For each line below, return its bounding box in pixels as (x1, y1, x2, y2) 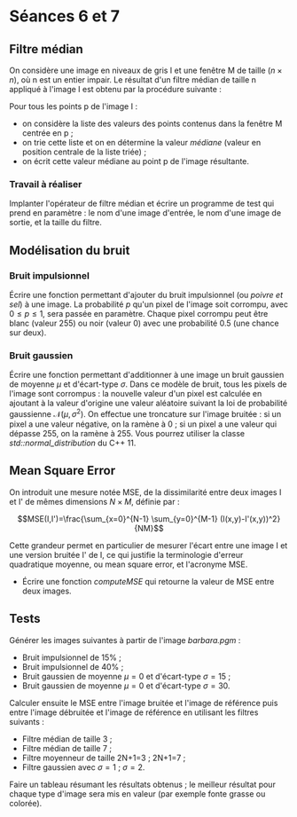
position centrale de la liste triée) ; (21, 146, 147, 157)
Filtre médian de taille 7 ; (21, 742, 113, 753)
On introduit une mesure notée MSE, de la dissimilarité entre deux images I (9, 486, 282, 498)
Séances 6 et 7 (9, 6, 121, 27)
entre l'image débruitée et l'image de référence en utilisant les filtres (9, 707, 259, 718)
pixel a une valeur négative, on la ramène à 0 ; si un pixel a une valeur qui (9, 419, 277, 429)
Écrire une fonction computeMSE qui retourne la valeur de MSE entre (21, 576, 275, 586)
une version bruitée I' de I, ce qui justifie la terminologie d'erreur (9, 549, 244, 560)
